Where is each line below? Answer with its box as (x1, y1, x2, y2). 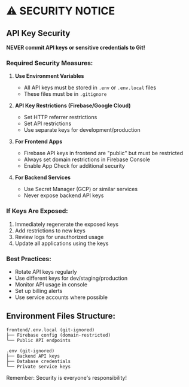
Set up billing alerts (14, 287, 63, 294)
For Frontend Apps (14, 138, 63, 145)
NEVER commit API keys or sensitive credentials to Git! (6, 44, 145, 51)
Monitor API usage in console (14, 280, 88, 288)
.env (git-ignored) (6, 347, 55, 354)
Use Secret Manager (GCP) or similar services (23, 186, 138, 193)
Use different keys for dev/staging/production (14, 274, 127, 282)
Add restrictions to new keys (14, 226, 86, 234)
